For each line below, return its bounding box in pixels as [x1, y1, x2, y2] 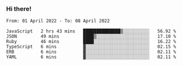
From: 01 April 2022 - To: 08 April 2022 [6, 18, 110, 24]
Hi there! [6, 5, 32, 13]
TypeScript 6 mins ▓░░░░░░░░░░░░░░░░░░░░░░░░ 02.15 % [6, 44, 177, 50]
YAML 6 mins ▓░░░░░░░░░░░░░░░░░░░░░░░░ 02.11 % [6, 54, 177, 60]
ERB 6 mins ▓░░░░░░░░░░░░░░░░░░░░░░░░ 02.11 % [6, 49, 177, 55]
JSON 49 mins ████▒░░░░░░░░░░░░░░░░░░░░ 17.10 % [6, 34, 177, 39]
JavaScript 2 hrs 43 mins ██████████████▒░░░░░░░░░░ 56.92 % [6, 28, 177, 34]
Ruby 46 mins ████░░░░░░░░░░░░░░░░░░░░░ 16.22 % [6, 39, 177, 45]
